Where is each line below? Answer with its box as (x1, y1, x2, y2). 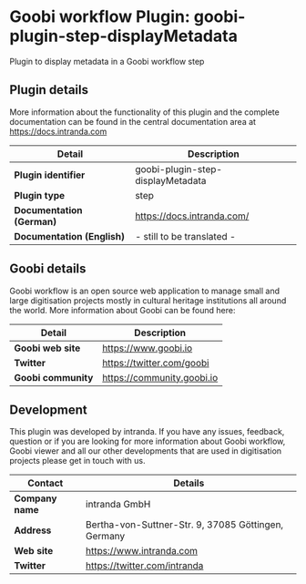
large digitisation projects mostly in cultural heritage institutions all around (9, 294, 287, 306)
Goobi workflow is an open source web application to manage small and (9, 285, 280, 296)
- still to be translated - (135, 230, 237, 242)
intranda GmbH (85, 498, 151, 511)
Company (14, 492, 57, 505)
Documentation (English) (14, 230, 126, 242)
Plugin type (14, 189, 66, 201)
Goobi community (14, 371, 94, 384)
